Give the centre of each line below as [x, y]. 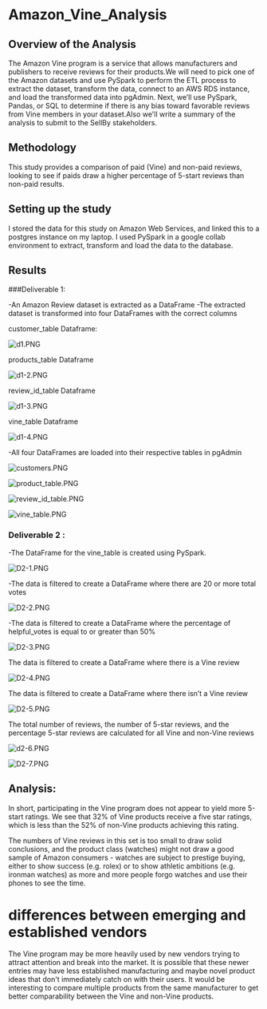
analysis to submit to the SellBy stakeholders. [83, 123]
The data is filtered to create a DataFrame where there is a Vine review [124, 662]
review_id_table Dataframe [52, 391]
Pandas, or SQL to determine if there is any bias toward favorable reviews [129, 106]
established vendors [78, 932]
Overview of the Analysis [73, 44]
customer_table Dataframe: [53, 329]
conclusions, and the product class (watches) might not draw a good [121, 849]
